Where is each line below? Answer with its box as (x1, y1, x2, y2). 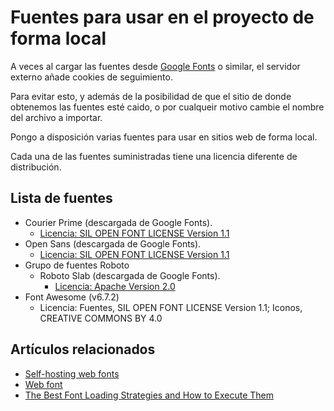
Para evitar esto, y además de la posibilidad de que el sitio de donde (10, 90, 292, 102)
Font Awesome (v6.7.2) (24, 291, 120, 303)
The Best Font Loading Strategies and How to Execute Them (24, 389, 274, 401)
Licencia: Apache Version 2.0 (54, 280, 176, 292)
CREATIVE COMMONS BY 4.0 (39, 312, 163, 324)
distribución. (10, 161, 62, 173)
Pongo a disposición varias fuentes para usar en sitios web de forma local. (10, 131, 318, 143)
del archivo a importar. (10, 111, 103, 123)
